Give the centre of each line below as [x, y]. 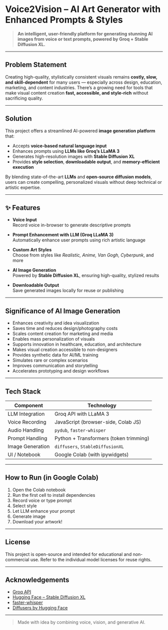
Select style [24, 506]
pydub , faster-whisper [80, 430]
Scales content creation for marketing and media [63, 334]
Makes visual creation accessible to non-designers [65, 350]
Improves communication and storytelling [55, 366]
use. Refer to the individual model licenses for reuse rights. [91, 559]
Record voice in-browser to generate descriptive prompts [71, 225]
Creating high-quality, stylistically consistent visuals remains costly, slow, [81, 77]
